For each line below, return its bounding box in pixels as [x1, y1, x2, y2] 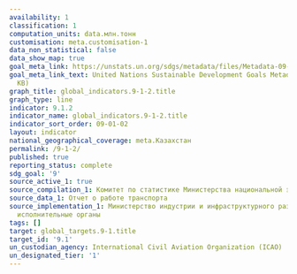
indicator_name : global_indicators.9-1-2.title [9, 111, 188, 120]
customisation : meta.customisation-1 [9, 37, 148, 47]
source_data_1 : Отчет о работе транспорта [9, 194, 168, 203]
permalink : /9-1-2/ [9, 144, 81, 153]
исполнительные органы [17, 209, 101, 219]
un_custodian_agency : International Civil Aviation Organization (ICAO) [9, 243, 283, 252]
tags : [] [9, 218, 42, 227]
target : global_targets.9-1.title [9, 226, 137, 235]
